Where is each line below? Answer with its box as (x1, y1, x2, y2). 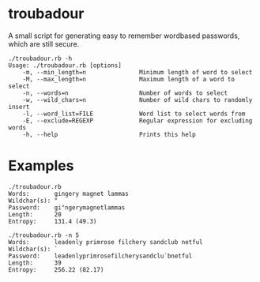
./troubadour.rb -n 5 (8, 231, 80, 239)
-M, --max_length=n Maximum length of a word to (22, 75, 236, 83)
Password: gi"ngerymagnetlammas (8, 203, 126, 212)
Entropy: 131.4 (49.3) (8, 217, 97, 225)
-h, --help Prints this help (22, 130, 196, 138)
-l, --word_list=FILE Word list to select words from (22, 110, 246, 118)
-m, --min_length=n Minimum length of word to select (22, 68, 253, 76)
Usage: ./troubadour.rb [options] (8, 61, 122, 70)
